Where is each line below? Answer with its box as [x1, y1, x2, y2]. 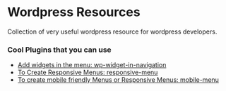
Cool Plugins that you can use [7, 45, 112, 55]
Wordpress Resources [7, 4, 141, 20]
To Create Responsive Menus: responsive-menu [17, 68, 158, 77]
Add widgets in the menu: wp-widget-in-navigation [17, 61, 167, 69]
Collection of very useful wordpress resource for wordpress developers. [7, 27, 218, 36]
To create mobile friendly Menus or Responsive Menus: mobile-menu [17, 76, 219, 84]
